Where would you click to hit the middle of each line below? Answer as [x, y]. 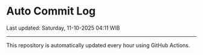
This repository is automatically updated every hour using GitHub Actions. [98, 45]
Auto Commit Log [51, 11]
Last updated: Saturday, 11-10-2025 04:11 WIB [63, 28]
